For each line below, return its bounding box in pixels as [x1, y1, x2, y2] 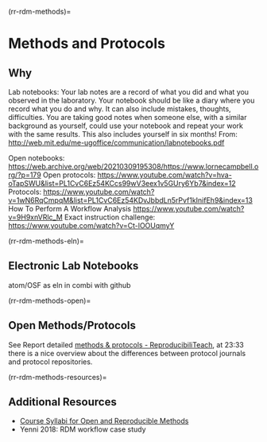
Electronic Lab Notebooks [8, 259, 139, 273]
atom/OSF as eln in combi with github [8, 280, 131, 289]
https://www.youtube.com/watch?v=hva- [97, 170, 232, 180]
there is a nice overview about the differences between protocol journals [8, 348, 246, 358]
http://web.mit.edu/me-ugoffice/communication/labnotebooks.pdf [8, 138, 225, 147]
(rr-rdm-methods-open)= [8, 296, 91, 305]
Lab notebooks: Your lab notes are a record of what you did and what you [8, 87, 249, 96]
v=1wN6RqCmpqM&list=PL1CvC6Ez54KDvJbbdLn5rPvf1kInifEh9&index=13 [8, 196, 253, 205]
